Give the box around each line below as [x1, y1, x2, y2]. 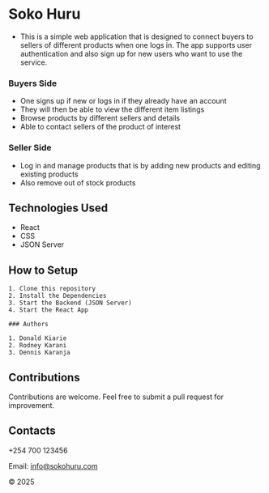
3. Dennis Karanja [8, 349, 70, 357]
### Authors [8, 321, 49, 329]
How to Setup [8, 263, 79, 277]
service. [19, 57, 48, 67]
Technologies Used [8, 201, 108, 215]
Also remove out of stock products [19, 177, 136, 187]
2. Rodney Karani [8, 342, 67, 350]
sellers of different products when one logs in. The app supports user [19, 40, 253, 49]
